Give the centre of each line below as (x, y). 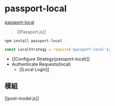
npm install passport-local (34, 41)
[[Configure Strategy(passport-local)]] (51, 59)
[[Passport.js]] (31, 32)
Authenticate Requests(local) (41, 64)
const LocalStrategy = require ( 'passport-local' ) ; (58, 49)
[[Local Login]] (34, 69)
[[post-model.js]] (22, 98)
